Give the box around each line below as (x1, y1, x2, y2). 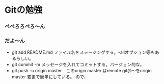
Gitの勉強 (4, 4, 43, 16)
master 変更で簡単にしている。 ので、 (11, 74, 89, 80)
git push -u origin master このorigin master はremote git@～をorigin (11, 68, 152, 74)
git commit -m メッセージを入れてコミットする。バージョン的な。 (11, 62, 144, 67)
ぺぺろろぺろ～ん (4, 23, 45, 30)
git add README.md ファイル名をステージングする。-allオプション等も (11, 49, 155, 55)
